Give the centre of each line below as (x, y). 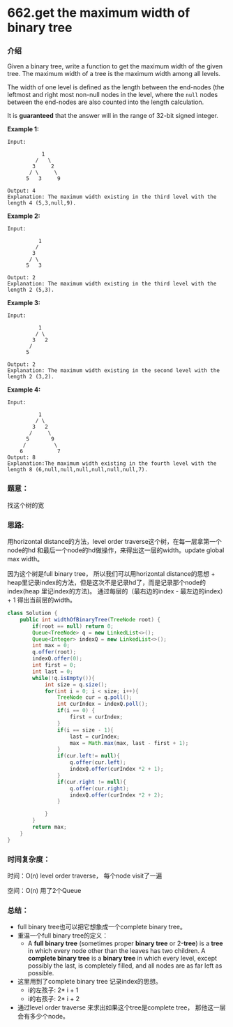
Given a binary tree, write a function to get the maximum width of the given (115, 66)
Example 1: (23, 129)
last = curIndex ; (95, 737)
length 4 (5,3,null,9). (42, 203)
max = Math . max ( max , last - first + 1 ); (129, 743)
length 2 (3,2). (31, 377)
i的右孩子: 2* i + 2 (54, 999)
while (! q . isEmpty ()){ (64, 678)
